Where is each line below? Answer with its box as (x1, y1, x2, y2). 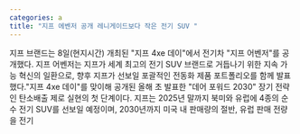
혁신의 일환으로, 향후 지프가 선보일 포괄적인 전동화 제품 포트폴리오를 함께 (18, 69, 275, 81)
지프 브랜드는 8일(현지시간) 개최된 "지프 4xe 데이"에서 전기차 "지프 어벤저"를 (9, 47, 280, 58)
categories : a (9, 13, 63, 22)
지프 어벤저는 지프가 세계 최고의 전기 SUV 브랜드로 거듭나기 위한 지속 (35, 58, 278, 69)
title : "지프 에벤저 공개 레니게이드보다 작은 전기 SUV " (9, 22, 198, 31)
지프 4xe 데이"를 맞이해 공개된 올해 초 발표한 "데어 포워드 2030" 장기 (29, 81, 274, 92)
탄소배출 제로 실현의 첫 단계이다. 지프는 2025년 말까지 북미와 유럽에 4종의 (18, 92, 280, 103)
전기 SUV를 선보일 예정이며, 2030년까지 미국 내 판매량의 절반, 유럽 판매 (18, 103, 272, 114)
